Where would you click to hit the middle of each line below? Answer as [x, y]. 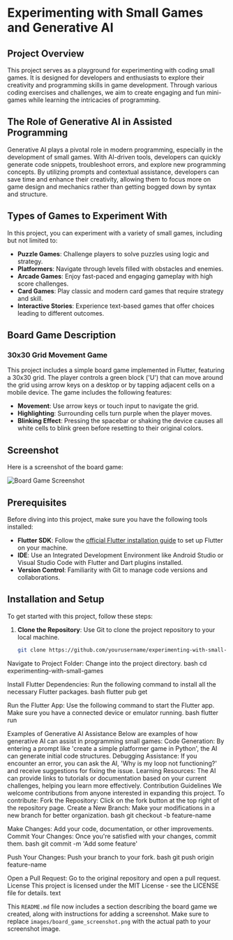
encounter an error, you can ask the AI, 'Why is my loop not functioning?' [112, 763]
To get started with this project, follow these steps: [80, 616]
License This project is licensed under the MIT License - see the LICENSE [113, 886]
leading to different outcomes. [61, 313]
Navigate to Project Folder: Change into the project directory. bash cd [107, 663]
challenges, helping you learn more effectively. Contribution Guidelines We [114, 785]
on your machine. [43, 548]
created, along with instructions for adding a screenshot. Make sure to [108, 913]
